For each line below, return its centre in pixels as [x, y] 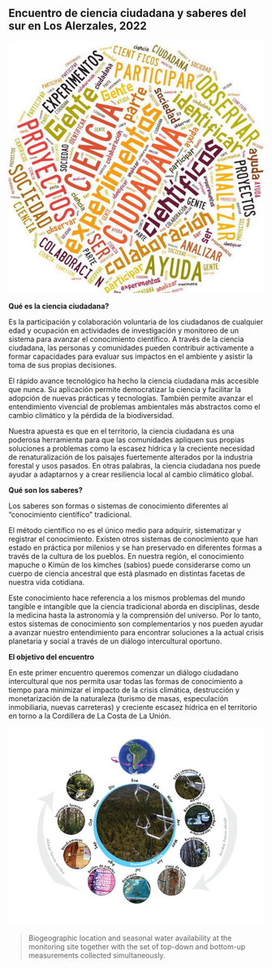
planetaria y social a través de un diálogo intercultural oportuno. [115, 641]
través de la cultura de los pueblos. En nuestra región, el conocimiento [126, 556]
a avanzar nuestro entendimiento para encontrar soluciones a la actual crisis [136, 632]
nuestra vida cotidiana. [47, 582]
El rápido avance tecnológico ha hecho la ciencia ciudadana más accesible [134, 381]
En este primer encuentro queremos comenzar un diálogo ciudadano [124, 672]
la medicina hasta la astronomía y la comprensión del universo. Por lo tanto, [135, 615]
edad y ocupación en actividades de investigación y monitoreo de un [124, 330]
